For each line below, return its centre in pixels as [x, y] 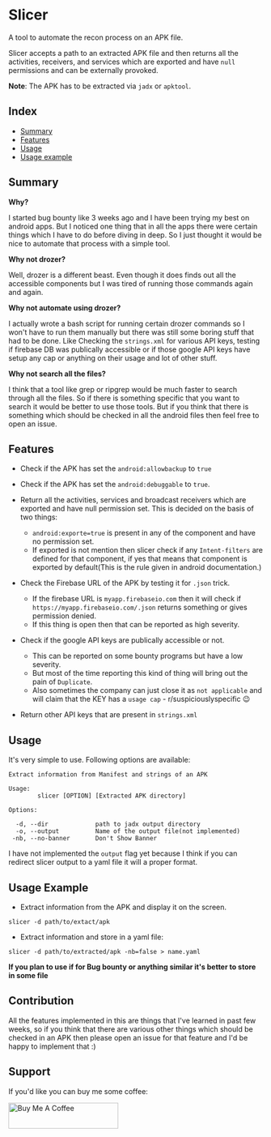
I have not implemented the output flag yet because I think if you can [123, 853]
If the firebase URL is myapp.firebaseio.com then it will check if [136, 599]
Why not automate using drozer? [65, 308]
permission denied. [64, 616]
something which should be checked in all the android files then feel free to [134, 415]
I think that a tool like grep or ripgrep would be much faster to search [123, 389]
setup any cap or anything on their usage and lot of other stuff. [113, 357]
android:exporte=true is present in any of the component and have [144, 533]
